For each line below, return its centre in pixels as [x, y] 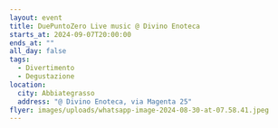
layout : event [36, 18]
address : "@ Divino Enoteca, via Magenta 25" [105, 101]
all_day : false [38, 51]
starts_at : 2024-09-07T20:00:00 [70, 34]
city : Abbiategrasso [56, 93]
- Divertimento [46, 69]
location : [28, 85]
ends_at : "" [32, 43]
